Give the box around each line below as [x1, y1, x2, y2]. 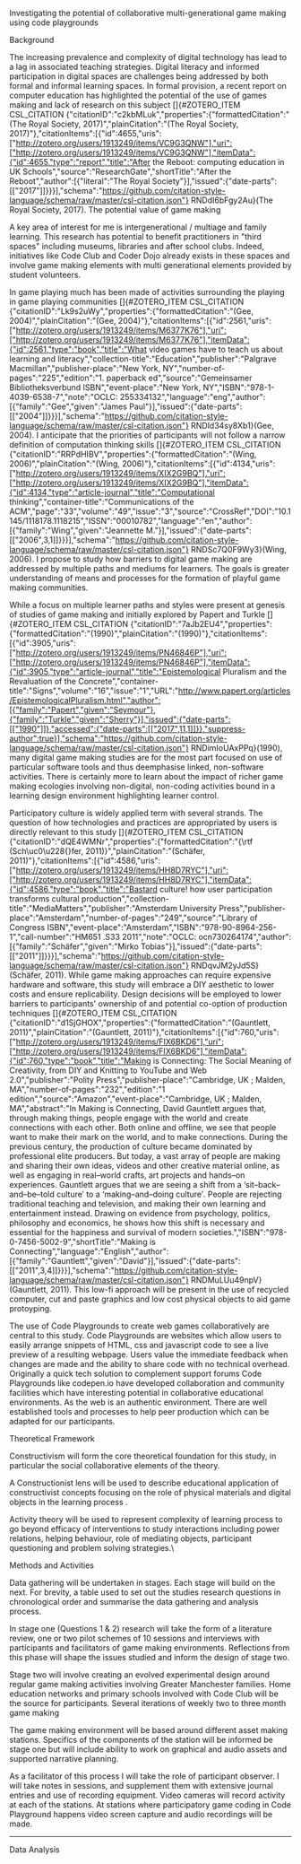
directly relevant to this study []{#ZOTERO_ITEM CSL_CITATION [9, 827, 244, 837]
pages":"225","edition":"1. [9, 372, 105, 383]
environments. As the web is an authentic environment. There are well [9, 1397, 267, 1407]
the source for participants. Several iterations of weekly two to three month [9, 1698, 287, 1708]
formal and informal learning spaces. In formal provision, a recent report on [9, 81, 287, 91]
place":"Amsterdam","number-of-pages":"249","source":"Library [9, 912, 248, 923]
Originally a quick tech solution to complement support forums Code [9, 1368, 262, 1379]
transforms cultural [9, 893, 80, 904]
